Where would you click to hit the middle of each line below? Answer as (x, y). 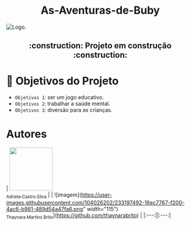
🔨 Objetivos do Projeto (63, 81)
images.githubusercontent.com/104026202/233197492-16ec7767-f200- (95, 203)
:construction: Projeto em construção (100, 46)
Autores (27, 134)
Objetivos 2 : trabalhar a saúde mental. (62, 104)
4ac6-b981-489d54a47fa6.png (45, 209)
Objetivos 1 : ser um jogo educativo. (59, 97)
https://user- (96, 195)
